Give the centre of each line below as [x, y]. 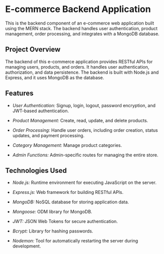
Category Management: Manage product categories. [67, 145]
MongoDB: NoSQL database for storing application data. [71, 202]
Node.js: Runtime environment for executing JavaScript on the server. [85, 183]
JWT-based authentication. [41, 111]
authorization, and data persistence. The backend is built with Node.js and [82, 72]
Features [19, 93]
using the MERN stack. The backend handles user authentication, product [81, 28]
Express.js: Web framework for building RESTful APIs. [68, 192]
